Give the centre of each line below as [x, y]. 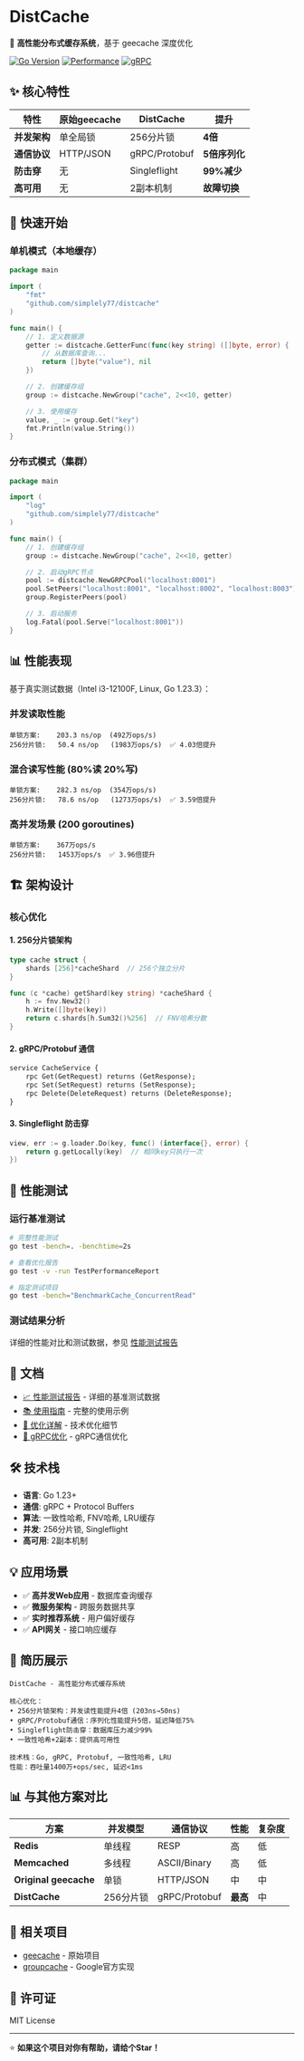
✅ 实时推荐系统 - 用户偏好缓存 [79, 1618]
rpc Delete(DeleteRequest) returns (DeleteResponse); [129, 1093]
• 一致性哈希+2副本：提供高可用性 [65, 1740]
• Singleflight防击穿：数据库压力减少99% [81, 1730]
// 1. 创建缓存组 [55, 547]
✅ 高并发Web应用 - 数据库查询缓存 [87, 1596]
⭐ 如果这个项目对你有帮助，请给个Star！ [85, 2047]
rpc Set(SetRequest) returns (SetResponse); [111, 1085]
